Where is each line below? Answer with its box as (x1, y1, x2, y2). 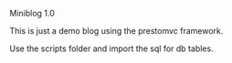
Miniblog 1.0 (9, 8, 55, 18)
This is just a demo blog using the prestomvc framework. (9, 26, 224, 36)
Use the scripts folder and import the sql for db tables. (9, 43, 214, 54)
